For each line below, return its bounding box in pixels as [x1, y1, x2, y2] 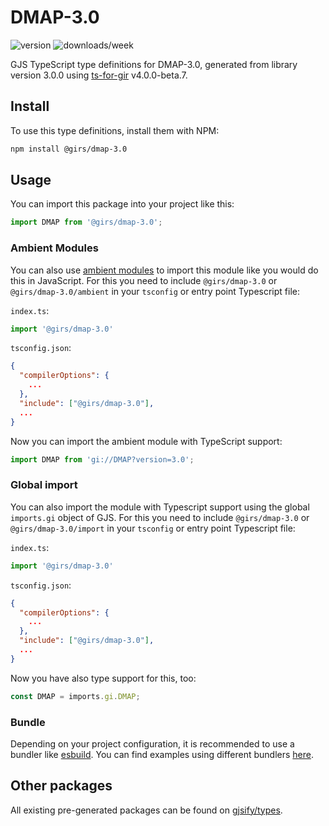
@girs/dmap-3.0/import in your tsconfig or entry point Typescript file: [10, 522, 296, 534]
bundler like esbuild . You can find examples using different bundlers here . [10, 748, 315, 760]
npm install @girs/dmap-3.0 [10, 144, 128, 154]
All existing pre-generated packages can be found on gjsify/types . [10, 804, 283, 816]
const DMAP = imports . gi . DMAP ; [10, 691, 141, 701]
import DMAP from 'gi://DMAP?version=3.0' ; [10, 454, 195, 465]
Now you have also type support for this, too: [10, 672, 197, 684]
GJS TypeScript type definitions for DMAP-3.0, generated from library [10, 58, 298, 70]
